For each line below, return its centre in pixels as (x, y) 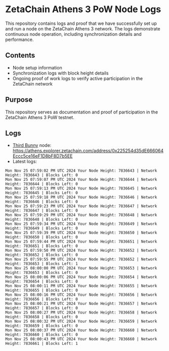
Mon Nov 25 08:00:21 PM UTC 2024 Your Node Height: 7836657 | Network (81, 304)
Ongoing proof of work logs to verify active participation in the (78, 78)
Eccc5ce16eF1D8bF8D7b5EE (43, 156)
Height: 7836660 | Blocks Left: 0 (42, 335)
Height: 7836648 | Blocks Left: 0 (42, 220)
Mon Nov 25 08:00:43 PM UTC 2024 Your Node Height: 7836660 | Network (81, 339)
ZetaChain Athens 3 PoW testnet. (40, 117)
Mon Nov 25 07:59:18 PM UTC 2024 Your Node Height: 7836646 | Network (81, 198)
